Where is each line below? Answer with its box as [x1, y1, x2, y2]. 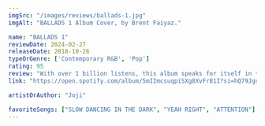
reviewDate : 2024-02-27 [8, 40, 87, 48]
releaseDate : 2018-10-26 [8, 48, 90, 56]
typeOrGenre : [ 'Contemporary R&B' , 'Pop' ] [8, 55, 150, 63]
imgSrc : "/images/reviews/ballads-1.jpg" [8, 11, 147, 20]
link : [8, 76, 26, 85]
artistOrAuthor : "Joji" [8, 91, 87, 99]
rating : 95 [8, 62, 44, 71]
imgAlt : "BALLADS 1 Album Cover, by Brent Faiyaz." [8, 19, 181, 27]
